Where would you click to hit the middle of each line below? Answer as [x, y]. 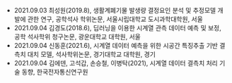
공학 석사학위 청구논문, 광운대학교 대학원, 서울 [77, 37]
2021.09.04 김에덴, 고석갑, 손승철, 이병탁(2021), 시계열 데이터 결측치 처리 [116, 63]
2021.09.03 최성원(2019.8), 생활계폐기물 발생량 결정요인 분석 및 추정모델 [115, 10]
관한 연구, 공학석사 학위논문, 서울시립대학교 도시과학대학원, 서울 [115, 19]
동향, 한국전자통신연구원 [55, 72]
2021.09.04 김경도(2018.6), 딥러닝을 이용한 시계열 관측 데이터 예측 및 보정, [117, 28]
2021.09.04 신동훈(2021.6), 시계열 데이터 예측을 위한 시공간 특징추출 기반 [116, 45]
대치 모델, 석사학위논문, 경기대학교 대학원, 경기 [91, 54]
